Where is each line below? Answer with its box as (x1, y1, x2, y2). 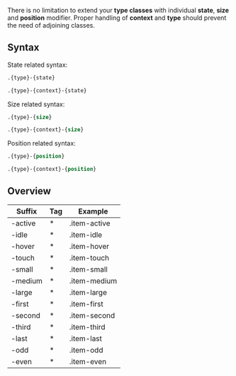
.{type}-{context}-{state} (7, 87, 87, 94)
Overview (7, 185, 52, 197)
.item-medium (69, 276, 118, 286)
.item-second (69, 310, 116, 320)
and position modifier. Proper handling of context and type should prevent (7, 13, 227, 22)
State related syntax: (7, 60, 68, 69)
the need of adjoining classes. (7, 21, 96, 29)
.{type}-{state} (7, 74, 55, 81)
